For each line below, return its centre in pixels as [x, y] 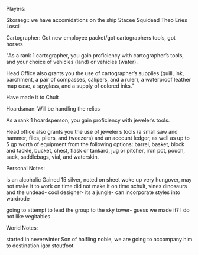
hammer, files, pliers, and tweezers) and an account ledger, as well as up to [98, 138]
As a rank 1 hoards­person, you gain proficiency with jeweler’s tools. [88, 120]
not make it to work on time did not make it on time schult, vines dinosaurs [97, 186]
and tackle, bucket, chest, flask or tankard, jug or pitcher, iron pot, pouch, [95, 151]
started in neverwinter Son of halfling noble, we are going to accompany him [99, 239]
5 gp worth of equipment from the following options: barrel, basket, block [95, 144]
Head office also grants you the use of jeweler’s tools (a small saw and [92, 132]
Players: [16, 9]
